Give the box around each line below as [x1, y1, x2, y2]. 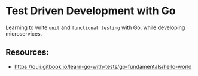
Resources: [5, 47, 49, 58]
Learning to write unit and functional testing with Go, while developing [5, 24, 185, 31]
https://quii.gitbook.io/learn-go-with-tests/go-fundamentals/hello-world [14, 63, 192, 70]
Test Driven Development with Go [5, 4, 176, 18]
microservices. [5, 30, 42, 37]
